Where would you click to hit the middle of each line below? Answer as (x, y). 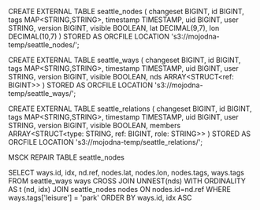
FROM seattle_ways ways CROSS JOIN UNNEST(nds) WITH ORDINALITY (127, 181)
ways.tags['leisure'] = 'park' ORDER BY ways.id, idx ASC (100, 197)
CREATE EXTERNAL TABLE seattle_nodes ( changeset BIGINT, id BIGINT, (126, 11)
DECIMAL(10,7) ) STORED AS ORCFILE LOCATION (89, 36)
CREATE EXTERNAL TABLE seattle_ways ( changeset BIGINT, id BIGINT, (124, 60)
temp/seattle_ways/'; (42, 93)
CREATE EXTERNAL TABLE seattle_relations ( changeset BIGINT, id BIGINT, (130, 109)
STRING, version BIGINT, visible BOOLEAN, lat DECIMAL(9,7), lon (114, 28)
